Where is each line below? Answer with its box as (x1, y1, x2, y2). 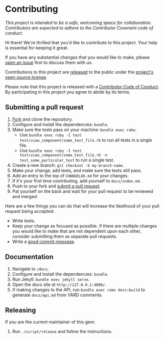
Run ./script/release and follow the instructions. (12, 329, 113, 335)
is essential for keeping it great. (5, 45, 69, 51)
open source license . (5, 74, 47, 80)
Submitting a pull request (5, 103, 84, 111)
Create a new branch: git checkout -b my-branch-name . (12, 162, 124, 168)
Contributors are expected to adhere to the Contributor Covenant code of (5, 25, 153, 30)
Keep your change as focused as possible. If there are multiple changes (12, 223, 157, 229)
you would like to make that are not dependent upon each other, (12, 228, 141, 234)
